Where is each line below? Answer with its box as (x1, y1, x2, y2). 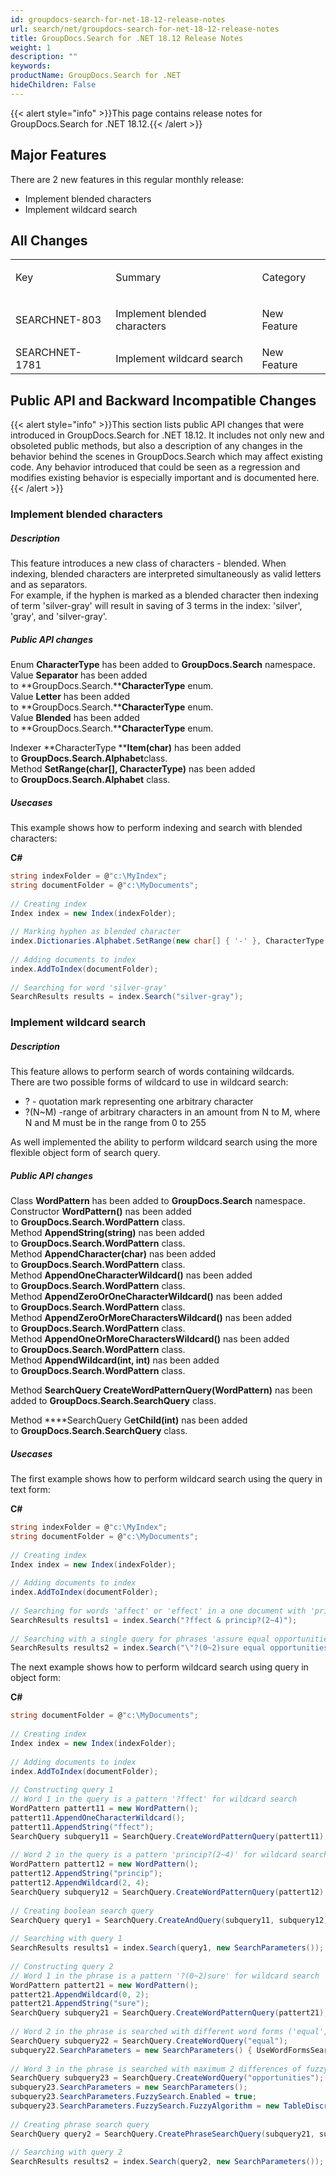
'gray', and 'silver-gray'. (10, 611, 108, 623)
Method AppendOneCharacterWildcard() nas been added (10, 1269, 253, 1281)
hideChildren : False (10, 80, 97, 90)
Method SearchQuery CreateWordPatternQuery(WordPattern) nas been (10, 1384, 313, 1396)
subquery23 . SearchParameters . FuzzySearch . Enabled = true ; (10, 2092, 257, 2102)
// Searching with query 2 (10, 2147, 123, 2158)
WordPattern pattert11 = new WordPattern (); (10, 1804, 199, 1814)
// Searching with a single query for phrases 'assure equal (10, 1634, 271, 1644)
